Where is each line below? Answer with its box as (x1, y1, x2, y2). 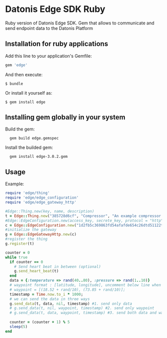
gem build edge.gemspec (9, 136, 59, 141)
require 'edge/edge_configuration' (5, 195, 79, 200)
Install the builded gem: (5, 144, 53, 150)
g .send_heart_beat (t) (14, 269, 59, 274)
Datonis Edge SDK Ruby (5, 3, 105, 15)
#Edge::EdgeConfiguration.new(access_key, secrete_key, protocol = (5, 218, 148, 223)
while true (5, 255, 28, 260)
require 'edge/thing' (5, 191, 50, 196)
